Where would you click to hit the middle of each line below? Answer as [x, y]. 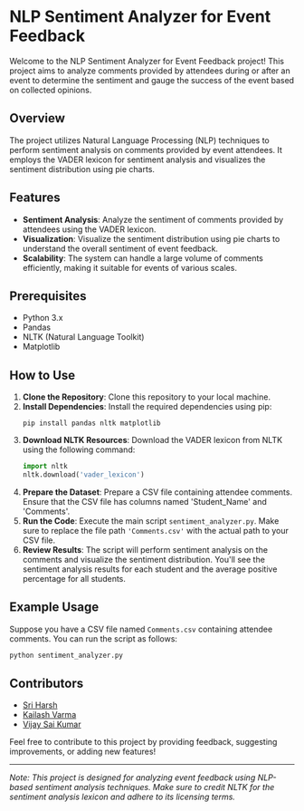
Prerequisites [48, 296]
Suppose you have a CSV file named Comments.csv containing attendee [141, 629]
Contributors [47, 684]
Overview [38, 118]
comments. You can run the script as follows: [94, 638]
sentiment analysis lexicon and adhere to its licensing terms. [122, 797]
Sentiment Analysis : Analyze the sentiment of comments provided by [153, 219]
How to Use [43, 375]
